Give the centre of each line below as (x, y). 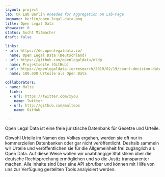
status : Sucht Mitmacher (30, 33)
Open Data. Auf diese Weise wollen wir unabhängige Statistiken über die (78, 154)
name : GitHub (27, 110)
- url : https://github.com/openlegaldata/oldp (54, 60)
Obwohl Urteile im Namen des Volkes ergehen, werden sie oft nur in (74, 138)
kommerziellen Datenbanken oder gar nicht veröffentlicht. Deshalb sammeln (82, 143)
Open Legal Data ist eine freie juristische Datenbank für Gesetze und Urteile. (82, 128)
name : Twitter (28, 101)
